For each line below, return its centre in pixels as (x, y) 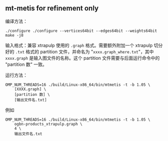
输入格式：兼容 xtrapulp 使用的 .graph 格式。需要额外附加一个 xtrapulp (79, 45)
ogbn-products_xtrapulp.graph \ (48, 124)
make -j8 (14, 35)
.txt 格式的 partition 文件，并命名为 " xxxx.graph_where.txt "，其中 (85, 51)
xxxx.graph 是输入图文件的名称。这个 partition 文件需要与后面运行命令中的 (83, 58)
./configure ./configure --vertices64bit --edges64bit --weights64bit (81, 31)
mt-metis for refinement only (52, 8)
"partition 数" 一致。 (26, 64)
